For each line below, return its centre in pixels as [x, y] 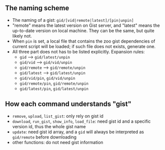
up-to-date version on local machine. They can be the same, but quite [83, 30]
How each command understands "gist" [68, 104]
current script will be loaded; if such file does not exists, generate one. [84, 46]
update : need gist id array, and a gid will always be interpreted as [78, 132]
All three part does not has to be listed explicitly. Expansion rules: [79, 51]
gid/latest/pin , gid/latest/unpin [54, 88]
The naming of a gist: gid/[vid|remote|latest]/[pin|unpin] [73, 20]
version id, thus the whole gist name [49, 126]
